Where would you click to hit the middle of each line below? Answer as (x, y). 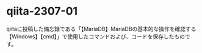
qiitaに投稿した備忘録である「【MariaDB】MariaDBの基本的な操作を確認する (101, 29)
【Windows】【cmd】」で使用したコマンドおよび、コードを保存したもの (96, 36)
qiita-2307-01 (42, 11)
